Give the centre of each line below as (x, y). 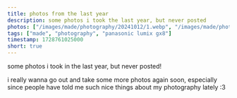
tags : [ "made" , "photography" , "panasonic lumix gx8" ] (90, 33)
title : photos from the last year (58, 14)
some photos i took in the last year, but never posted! (85, 66)
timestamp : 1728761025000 (45, 40)
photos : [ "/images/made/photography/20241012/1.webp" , (90, 27)
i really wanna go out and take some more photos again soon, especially (112, 80)
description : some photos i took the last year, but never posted (107, 20)
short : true (25, 46)
